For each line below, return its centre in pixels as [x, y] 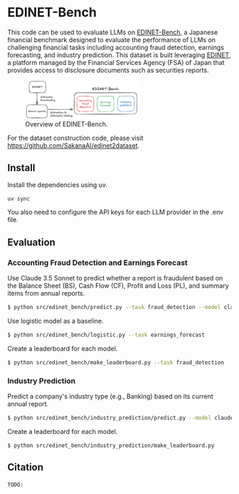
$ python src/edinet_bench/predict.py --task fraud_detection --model [114, 308]
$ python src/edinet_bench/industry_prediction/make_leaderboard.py [111, 445]
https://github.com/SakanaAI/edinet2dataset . [74, 145]
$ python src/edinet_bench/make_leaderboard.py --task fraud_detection [116, 362]
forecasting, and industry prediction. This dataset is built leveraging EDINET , [119, 55]
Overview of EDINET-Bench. [67, 124]
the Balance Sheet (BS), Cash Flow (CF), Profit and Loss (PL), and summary [118, 286]
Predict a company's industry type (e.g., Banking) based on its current [110, 396]
